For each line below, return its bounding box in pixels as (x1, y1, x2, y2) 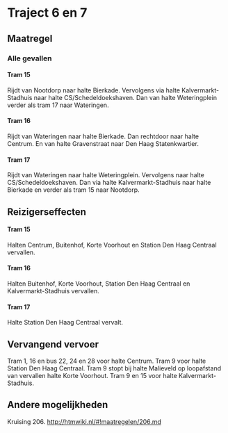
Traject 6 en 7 (7, 5, 88, 21)
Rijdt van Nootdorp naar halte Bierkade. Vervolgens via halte (7, 85, 181, 95)
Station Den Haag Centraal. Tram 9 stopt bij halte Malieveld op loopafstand (7, 363, 221, 373)
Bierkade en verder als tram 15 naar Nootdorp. (7, 186, 140, 194)
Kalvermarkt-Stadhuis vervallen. (7, 286, 99, 295)
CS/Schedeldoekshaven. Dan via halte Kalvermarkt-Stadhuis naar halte (7, 179, 211, 187)
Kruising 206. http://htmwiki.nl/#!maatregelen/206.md (7, 417, 162, 425)
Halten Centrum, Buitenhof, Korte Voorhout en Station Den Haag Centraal (7, 240, 217, 249)
